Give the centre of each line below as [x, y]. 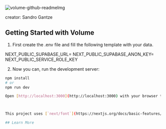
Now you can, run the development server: [56, 69]
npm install [17, 78]
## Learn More [20, 123]
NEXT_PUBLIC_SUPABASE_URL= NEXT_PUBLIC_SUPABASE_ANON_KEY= [80, 54]
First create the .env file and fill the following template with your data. [83, 44]
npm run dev [17, 87]
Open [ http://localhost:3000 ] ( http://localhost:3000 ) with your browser [82, 96]
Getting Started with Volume [50, 33]
